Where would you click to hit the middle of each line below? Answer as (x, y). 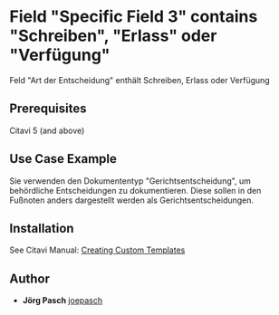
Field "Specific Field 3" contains (134, 17)
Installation (42, 228)
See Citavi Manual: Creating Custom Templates (97, 250)
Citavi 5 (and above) (47, 130)
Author (29, 278)
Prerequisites (48, 109)
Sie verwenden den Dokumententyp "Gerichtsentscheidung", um (130, 181)
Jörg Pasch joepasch (63, 301)
